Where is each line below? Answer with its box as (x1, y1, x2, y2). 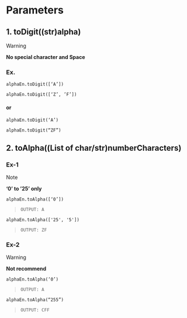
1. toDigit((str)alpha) (6, 27, 81, 37)
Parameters (6, 4, 64, 17)
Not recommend (6, 265, 47, 272)
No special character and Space (6, 54, 85, 60)
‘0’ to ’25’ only (6, 185, 42, 192)
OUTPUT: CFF (20, 307, 50, 313)
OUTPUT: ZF (20, 227, 47, 233)
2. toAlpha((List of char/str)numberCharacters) (6, 143, 182, 153)
